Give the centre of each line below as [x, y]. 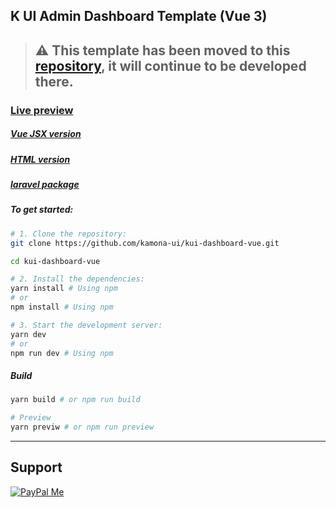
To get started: [42, 210]
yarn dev [28, 334]
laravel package [45, 185]
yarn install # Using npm [64, 289]
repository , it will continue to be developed [170, 65]
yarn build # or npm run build [75, 400]
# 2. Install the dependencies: [77, 279]
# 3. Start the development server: [86, 325]
